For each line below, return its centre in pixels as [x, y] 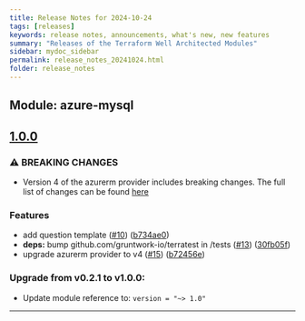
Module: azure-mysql [72, 105]
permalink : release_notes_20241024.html [87, 60]
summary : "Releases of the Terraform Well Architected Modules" [133, 43]
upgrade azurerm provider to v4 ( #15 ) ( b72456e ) [114, 255]
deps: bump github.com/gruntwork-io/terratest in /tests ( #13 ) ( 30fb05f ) [157, 245]
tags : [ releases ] [42, 26]
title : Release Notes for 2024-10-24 [81, 18]
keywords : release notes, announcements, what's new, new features [140, 35]
